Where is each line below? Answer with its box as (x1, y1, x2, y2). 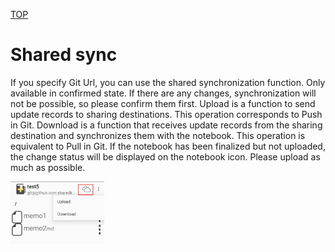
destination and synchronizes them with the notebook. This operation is (10, 129, 306, 141)
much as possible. (10, 161, 86, 173)
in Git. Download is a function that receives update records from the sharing (10, 119, 323, 131)
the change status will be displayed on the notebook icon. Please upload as (10, 150, 321, 163)
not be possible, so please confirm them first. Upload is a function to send (10, 97, 316, 109)
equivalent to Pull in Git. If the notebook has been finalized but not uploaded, (10, 140, 326, 152)
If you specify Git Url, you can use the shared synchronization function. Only (10, 76, 326, 88)
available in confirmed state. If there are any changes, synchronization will (10, 87, 317, 99)
